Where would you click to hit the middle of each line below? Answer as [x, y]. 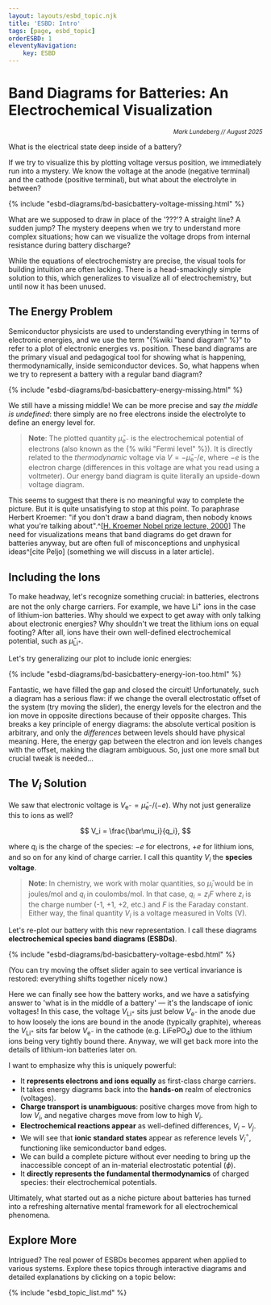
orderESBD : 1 [30, 38]
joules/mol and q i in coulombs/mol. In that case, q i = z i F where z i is [140, 894]
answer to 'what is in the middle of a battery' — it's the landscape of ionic [131, 1003]
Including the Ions [54, 577]
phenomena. [29, 1215]
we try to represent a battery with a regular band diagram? [106, 374]
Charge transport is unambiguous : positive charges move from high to [139, 1107]
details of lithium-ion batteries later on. [73, 1049]
